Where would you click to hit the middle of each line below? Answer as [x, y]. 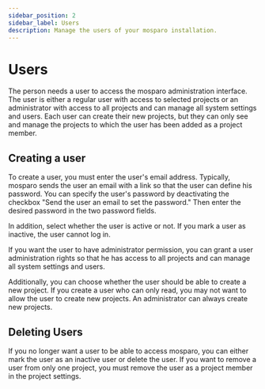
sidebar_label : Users [44, 23]
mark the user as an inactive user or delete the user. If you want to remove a [132, 359]
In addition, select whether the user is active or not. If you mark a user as [127, 226]
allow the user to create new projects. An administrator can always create [128, 299]
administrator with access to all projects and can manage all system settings [132, 108]
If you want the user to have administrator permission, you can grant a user [131, 250]
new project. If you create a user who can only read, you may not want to [127, 290]
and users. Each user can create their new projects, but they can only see [128, 116]
